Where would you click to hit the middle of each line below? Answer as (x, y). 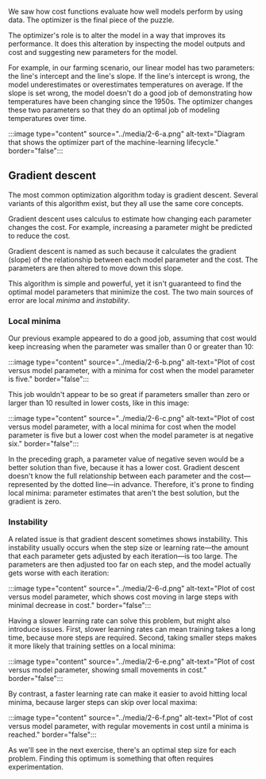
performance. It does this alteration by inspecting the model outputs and (127, 44)
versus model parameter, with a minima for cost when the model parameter (131, 371)
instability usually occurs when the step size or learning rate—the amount (129, 547)
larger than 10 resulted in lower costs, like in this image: (99, 403)
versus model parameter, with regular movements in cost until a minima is (129, 726)
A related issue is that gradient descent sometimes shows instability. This (128, 539)
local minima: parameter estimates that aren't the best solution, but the (124, 493)
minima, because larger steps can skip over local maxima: (103, 703)
